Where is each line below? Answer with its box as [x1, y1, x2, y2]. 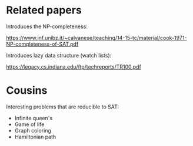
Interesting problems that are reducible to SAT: [6, 103, 119, 110]
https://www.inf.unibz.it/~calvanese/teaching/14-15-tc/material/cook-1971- [6, 34, 187, 41]
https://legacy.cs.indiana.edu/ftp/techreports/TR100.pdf [6, 63, 141, 70]
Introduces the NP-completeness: [6, 23, 88, 30]
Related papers [6, 4, 82, 17]
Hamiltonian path [14, 133, 56, 140]
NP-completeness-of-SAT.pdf [6, 40, 79, 47]
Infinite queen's [14, 114, 53, 121]
